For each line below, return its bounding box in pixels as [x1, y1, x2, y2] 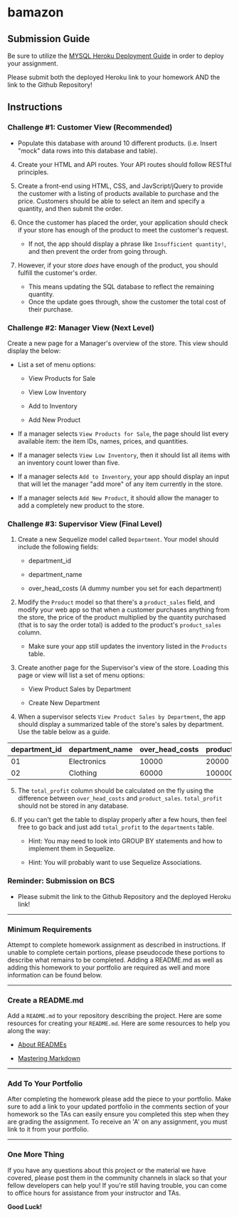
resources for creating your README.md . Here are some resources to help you [7, 1019, 230, 1027]
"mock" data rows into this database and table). [17, 146, 158, 155]
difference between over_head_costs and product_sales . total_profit [17, 794, 223, 803]
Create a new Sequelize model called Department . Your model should [17, 535, 219, 544]
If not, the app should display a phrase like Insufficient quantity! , [28, 240, 226, 248]
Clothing [68, 768, 97, 778]
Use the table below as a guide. [17, 728, 110, 736]
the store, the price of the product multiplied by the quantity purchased [17, 613, 226, 622]
